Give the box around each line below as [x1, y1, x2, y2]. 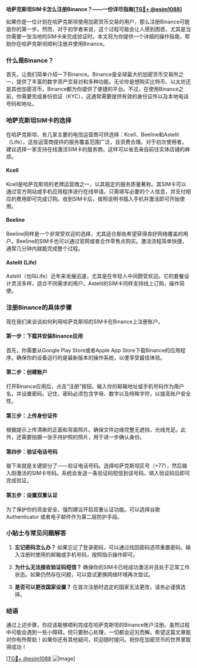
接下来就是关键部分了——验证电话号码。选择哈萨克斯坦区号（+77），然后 [6, 462, 183, 469]
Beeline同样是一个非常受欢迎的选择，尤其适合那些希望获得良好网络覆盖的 [6, 231, 184, 237]
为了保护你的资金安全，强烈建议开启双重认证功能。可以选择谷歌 [6, 506, 160, 513]
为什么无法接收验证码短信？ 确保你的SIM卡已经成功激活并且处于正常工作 [14, 563, 191, 570]
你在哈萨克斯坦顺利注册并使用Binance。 [11, 41, 108, 47]
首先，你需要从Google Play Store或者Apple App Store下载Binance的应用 [6, 346, 181, 353]
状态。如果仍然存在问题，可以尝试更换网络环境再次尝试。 [14, 570, 154, 578]
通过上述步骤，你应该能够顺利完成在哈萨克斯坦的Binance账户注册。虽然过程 [6, 622, 191, 629]
